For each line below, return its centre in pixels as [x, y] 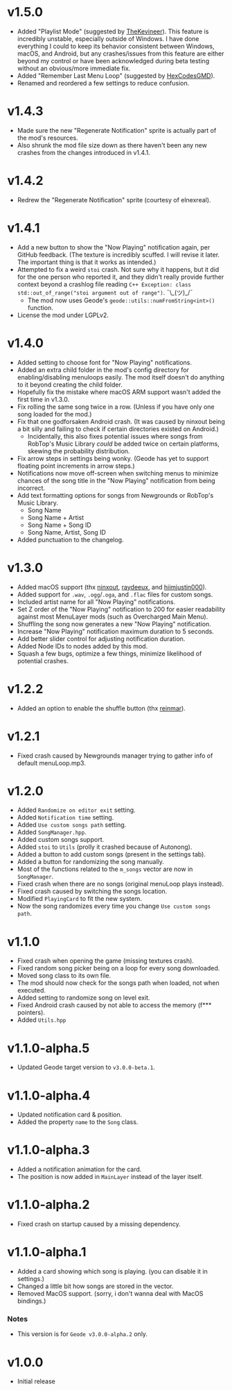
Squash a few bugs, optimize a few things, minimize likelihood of [109, 653]
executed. [32, 991]
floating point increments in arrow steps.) [76, 466]
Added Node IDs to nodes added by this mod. [82, 646]
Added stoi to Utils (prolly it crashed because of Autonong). [105, 847]
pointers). [31, 1013]
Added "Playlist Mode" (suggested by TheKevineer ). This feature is [113, 31]
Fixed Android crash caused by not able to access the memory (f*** [114, 1005]
